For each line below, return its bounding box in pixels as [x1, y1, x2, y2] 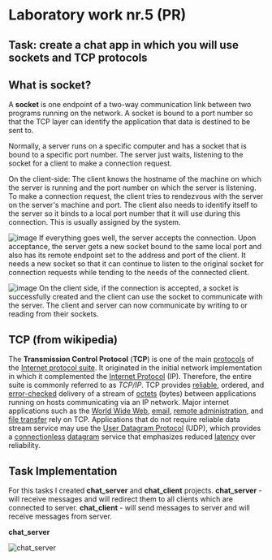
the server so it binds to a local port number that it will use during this [8, 209, 241, 218]
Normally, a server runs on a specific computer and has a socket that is [8, 141, 248, 151]
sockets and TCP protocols [8, 50, 148, 64]
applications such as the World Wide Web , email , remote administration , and [8, 406, 264, 416]
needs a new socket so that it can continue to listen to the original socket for [8, 259, 264, 269]
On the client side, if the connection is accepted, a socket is [39, 283, 240, 293]
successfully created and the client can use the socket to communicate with [8, 292, 264, 302]
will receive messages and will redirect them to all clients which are [8, 494, 234, 504]
